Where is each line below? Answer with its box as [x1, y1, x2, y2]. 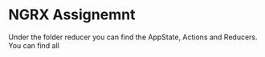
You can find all [8, 40, 60, 50]
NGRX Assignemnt [8, 6, 136, 24]
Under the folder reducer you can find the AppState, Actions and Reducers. [8, 32, 259, 42]
